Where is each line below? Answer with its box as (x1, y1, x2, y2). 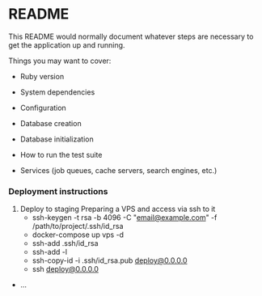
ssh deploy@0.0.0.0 (32, 264, 99, 274)
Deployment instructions (8, 185, 108, 197)
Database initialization (19, 134, 95, 144)
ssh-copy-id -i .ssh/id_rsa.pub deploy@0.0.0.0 (32, 256, 188, 265)
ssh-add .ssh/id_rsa (32, 239, 99, 248)
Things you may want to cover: (8, 56, 112, 66)
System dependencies (19, 87, 95, 97)
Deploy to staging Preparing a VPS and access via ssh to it (19, 204, 216, 214)
